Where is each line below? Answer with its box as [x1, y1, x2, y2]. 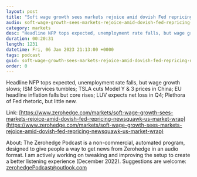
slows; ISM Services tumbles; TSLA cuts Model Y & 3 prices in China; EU [6, 86, 182, 93]
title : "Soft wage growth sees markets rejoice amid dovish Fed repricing [6, 14, 193, 20]
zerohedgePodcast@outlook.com [6, 164, 87, 171]
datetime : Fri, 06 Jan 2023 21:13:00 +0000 [6, 47, 114, 53]
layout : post [6, 8, 38, 15]
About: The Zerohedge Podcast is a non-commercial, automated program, [6, 139, 185, 147]
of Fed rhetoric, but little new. [6, 98, 77, 105]
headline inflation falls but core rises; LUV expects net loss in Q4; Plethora [6, 91, 186, 98]
